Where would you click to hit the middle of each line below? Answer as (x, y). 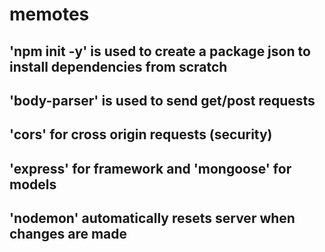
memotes (49, 14)
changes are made (68, 234)
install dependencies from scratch (118, 66)
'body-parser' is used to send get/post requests (162, 100)
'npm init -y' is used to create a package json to (160, 51)
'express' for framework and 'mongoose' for (150, 168)
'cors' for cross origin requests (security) (141, 134)
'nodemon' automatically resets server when (152, 218)
